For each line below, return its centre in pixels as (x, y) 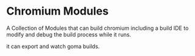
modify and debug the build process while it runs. (69, 34)
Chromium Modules (57, 11)
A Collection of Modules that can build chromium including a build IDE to (97, 28)
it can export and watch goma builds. (53, 46)
